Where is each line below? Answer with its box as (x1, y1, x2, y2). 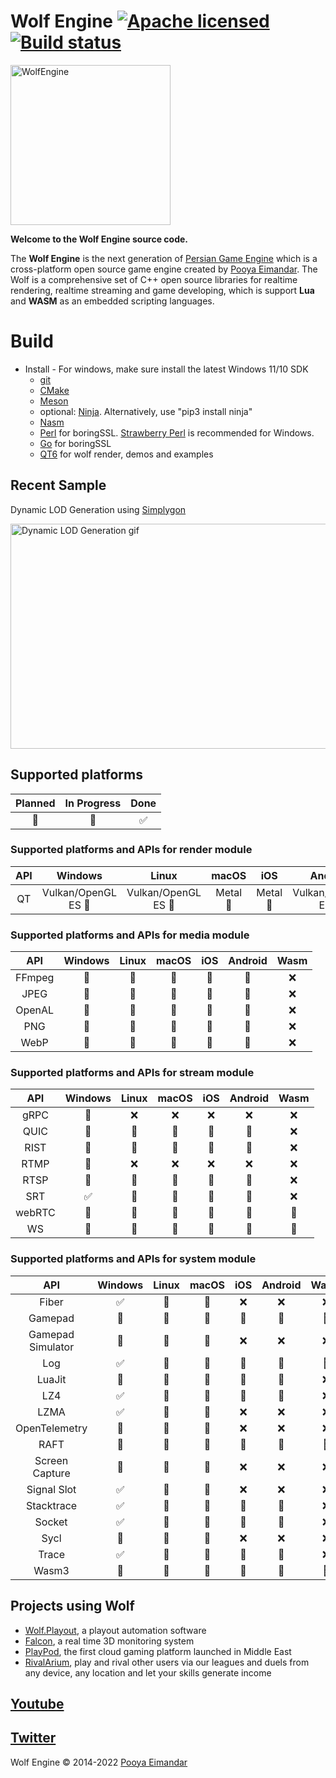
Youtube (10, 1695, 65, 1712)
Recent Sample (10, 477, 107, 494)
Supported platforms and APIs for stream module (10, 1066, 255, 1080)
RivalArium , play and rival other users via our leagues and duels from (24, 1656, 310, 1668)
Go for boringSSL (39, 437, 112, 449)
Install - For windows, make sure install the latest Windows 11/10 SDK (24, 363, 309, 375)
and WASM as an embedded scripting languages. (10, 295, 215, 307)
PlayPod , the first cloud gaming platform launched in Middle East (24, 1645, 292, 1657)
